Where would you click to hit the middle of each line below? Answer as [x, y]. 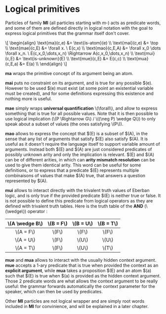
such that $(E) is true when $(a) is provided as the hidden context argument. [83, 275]
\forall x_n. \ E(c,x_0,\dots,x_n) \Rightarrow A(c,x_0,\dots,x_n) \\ [69, 53]
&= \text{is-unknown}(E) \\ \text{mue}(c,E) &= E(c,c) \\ [71, 58]
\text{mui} [145, 53]
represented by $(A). [26, 181]
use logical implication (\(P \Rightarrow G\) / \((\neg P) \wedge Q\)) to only [80, 118]
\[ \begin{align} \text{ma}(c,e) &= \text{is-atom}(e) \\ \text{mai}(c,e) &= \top [82, 42]
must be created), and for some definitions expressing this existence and [80, 93]
